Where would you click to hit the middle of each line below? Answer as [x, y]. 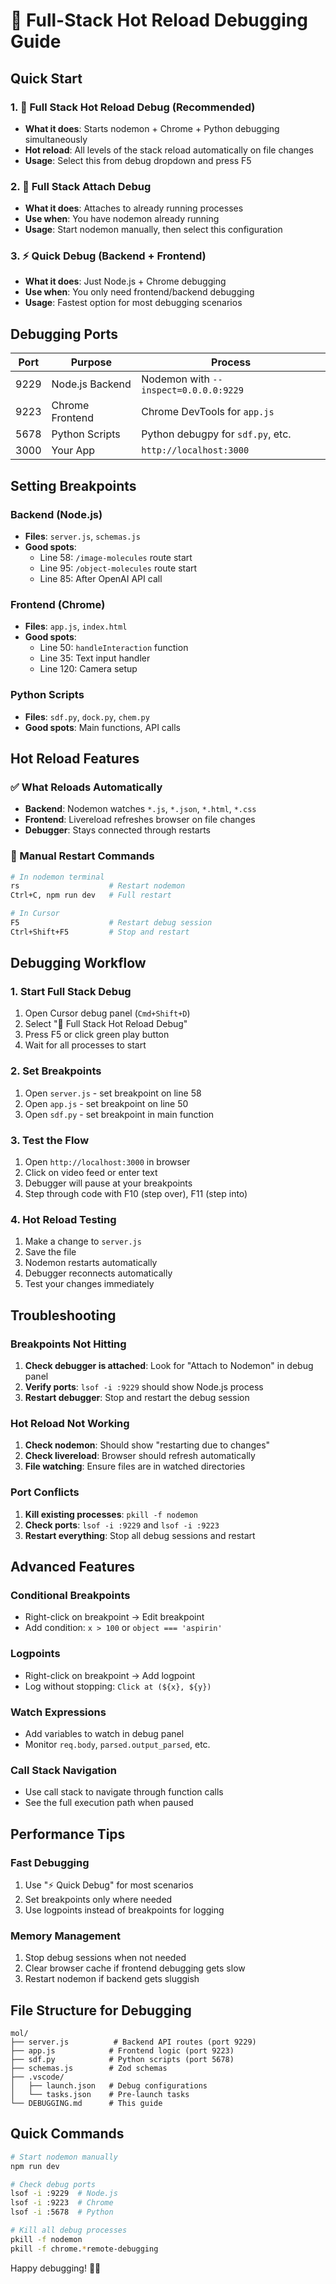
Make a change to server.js [83, 1241]
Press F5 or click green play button [97, 1035]
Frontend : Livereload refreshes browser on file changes [140, 820]
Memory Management [65, 1936]
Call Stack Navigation [64, 1770]
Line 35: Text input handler [95, 658]
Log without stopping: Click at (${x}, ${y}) [118, 1686]
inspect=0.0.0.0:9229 [192, 390]
